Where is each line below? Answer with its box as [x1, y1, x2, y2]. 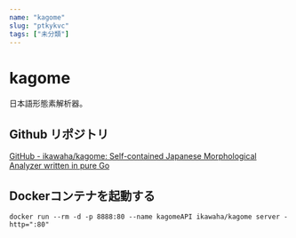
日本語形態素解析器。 [9, 99, 87, 109]
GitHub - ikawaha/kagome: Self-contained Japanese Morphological [9, 151, 257, 162]
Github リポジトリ [9, 126, 109, 142]
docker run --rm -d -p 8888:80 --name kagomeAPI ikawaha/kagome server [9, 212, 280, 221]
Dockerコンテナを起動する [9, 188, 156, 203]
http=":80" [9, 219, 50, 229]
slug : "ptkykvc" [9, 21, 69, 30]
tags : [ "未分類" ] [9, 29, 69, 38]
